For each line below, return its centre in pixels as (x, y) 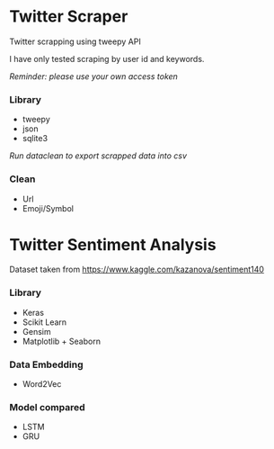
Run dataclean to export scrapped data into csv (98, 156)
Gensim (36, 331)
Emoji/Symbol (48, 208)
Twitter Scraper (69, 17)
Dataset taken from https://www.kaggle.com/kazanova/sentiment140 (137, 269)
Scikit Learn (44, 322)
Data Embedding (46, 364)
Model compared (47, 407)
